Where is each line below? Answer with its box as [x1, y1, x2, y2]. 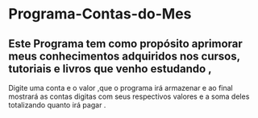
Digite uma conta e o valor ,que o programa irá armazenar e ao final [8, 83, 234, 92]
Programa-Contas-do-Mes [8, 5, 192, 23]
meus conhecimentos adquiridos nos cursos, [8, 49, 240, 63]
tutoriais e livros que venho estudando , [8, 62, 212, 75]
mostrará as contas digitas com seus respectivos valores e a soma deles [8, 92, 250, 101]
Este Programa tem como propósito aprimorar [8, 37, 243, 51]
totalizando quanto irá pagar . [8, 100, 106, 109]
